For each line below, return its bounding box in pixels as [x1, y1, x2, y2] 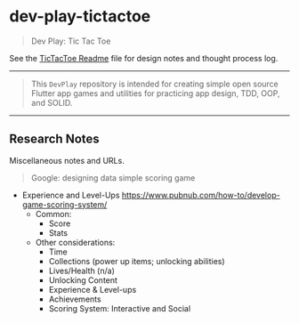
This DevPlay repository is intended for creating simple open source [30, 78, 279, 89]
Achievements [48, 294, 101, 304]
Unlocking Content [48, 274, 118, 286]
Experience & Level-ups [48, 284, 137, 295]
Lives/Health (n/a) [48, 265, 116, 276]
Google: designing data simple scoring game [30, 172, 196, 183]
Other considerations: [35, 237, 116, 247]
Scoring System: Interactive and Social [48, 303, 191, 313]
